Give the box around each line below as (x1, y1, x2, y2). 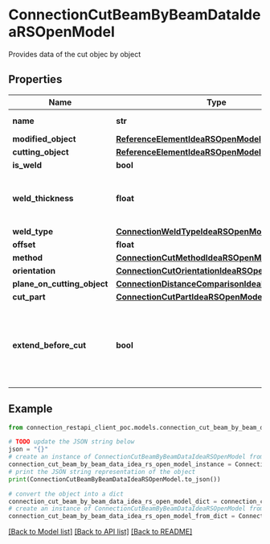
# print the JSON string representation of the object (8, 468, 196, 476)
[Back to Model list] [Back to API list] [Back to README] (8, 527, 193, 537)
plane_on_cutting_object (12, 278, 108, 289)
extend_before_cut (12, 340, 87, 351)
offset (12, 239, 36, 250)
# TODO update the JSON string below (8, 438, 135, 446)
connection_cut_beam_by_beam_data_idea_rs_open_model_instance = (8, 460, 231, 468)
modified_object (12, 133, 76, 144)
